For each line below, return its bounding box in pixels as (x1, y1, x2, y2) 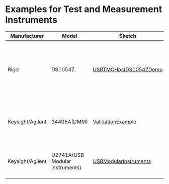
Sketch (119, 32, 137, 39)
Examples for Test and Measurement (5, 4, 162, 15)
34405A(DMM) (51, 118, 88, 125)
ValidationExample (93, 118, 137, 125)
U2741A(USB (51, 151, 84, 158)
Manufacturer (10, 32, 44, 39)
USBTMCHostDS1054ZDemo (93, 66, 163, 73)
